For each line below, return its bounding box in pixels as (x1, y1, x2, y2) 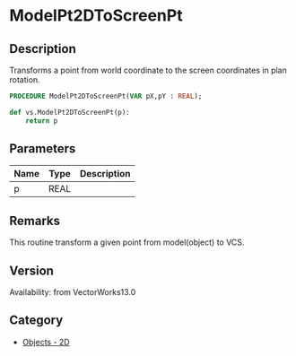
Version (9, 263, 54, 278)
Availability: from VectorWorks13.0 (9, 287, 136, 298)
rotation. (9, 74, 40, 85)
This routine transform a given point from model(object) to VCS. (9, 237, 245, 247)
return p (25, 116, 58, 126)
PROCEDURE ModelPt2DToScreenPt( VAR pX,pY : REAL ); (9, 91, 203, 100)
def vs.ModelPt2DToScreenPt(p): (9, 108, 130, 117)
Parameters (9, 141, 76, 157)
